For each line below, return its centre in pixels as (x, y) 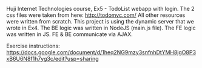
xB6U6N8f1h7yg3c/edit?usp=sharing (52, 59)
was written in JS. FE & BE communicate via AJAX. (69, 34)
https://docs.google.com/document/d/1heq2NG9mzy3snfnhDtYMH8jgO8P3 (101, 52)
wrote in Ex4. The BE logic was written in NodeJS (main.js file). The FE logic (101, 28)
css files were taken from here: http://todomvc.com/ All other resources (96, 15)
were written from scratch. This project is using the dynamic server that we (100, 21)
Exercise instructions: (33, 46)
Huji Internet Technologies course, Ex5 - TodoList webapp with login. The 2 (101, 9)
